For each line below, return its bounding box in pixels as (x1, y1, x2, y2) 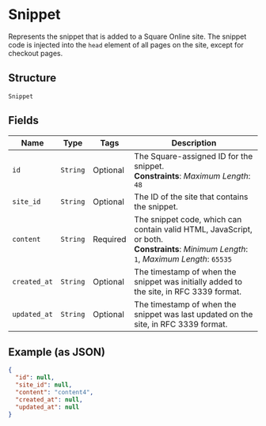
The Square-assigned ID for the (134, 150, 253, 161)
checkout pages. (8, 48, 63, 58)
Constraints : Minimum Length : (134, 243, 248, 254)
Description (171, 137, 217, 148)
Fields (8, 114, 40, 127)
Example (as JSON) (8, 345, 105, 359)
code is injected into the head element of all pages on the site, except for (8, 40, 244, 49)
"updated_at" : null (15, 403, 80, 411)
